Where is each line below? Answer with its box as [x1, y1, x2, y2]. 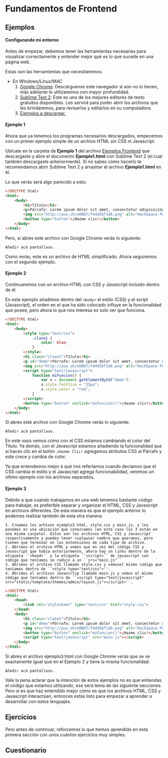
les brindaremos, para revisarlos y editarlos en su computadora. [19, 105, 152, 111]
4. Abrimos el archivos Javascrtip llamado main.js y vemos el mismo [5, 570, 153, 576]
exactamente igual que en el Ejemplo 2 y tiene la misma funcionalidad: [5, 659, 150, 665]
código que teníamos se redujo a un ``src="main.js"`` [5, 557, 122, 562]
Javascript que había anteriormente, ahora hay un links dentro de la [5, 549, 155, 554]
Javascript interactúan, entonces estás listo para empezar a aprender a [5, 693, 152, 699]
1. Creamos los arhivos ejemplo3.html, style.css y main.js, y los [5, 522, 149, 527]
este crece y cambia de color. [5, 453, 66, 460]
